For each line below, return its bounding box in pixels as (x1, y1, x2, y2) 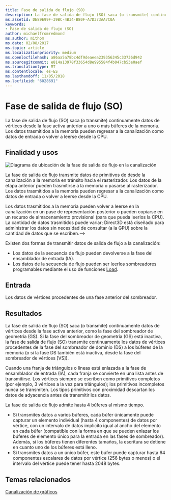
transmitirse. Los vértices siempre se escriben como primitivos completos (5, 376, 160, 382)
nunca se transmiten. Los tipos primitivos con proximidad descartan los (5, 386, 155, 393)
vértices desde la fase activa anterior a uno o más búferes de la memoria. (5, 123, 159, 129)
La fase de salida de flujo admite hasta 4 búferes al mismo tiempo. (5, 402, 145, 408)
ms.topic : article (5, 45, 44, 50)
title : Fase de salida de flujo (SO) (5, 7, 85, 13)
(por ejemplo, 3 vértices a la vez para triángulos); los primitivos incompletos (5, 381, 164, 387)
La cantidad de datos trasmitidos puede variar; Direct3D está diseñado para (5, 219, 164, 226)
